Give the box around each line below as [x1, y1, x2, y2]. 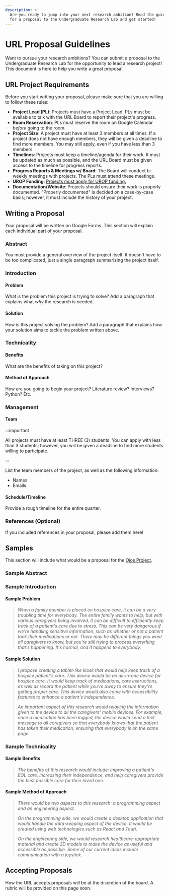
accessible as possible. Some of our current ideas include [17, 846, 138, 852]
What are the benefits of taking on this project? [5, 363, 103, 369]
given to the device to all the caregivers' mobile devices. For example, [17, 709, 163, 715]
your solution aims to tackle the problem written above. [5, 327, 120, 333]
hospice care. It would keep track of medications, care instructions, [17, 678, 158, 684]
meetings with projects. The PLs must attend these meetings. [28, 173, 156, 179]
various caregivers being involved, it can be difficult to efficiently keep [17, 617, 164, 624]
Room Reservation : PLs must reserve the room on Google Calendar [12, 119, 153, 126]
